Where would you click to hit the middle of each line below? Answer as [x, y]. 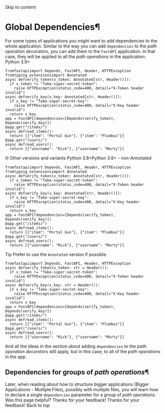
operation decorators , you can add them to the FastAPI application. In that [80, 51]
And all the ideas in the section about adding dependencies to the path [76, 346]
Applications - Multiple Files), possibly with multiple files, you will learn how [82, 389]
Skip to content [20, 7]
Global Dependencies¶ [52, 27]
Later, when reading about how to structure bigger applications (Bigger [77, 384]
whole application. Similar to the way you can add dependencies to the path [81, 46]
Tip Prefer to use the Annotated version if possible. [56, 254]
